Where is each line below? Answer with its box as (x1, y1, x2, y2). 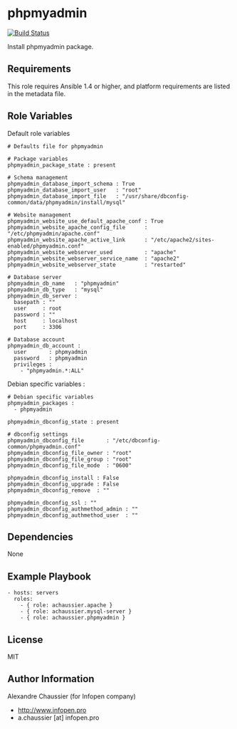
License (7, 634, 43, 646)
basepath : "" (14, 298, 56, 305)
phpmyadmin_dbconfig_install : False (7, 474, 120, 481)
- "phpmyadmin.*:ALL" (20, 367, 84, 374)
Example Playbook (7, 570, 91, 582)
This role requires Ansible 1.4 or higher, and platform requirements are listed (7, 82, 231, 90)
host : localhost (14, 317, 78, 325)
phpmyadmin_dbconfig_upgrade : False (7, 481, 120, 488)
